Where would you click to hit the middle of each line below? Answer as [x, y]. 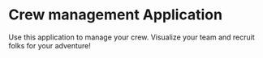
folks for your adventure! [50, 45]
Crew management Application [116, 15]
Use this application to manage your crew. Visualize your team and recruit [132, 37]
